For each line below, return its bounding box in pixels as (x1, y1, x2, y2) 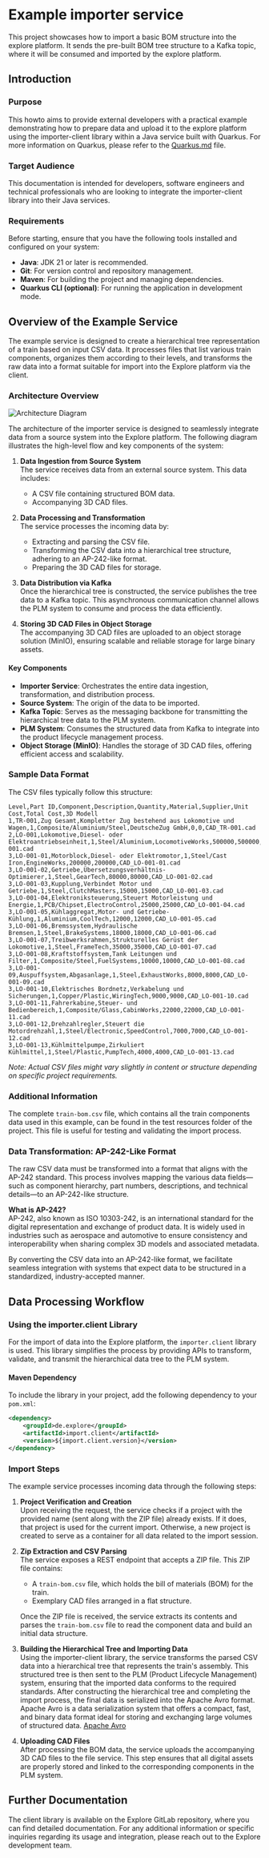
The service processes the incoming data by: (19, 522, 170, 531)
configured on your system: (8, 242, 100, 252)
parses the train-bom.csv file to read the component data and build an (19, 1620, 252, 1630)
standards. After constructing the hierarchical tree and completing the (19, 1687, 251, 1696)
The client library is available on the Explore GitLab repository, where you (8, 1815, 250, 1824)
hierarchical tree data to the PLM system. (19, 715, 156, 724)
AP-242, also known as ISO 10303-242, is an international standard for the (8, 1214, 254, 1223)
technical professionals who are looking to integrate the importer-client (8, 187, 243, 196)
